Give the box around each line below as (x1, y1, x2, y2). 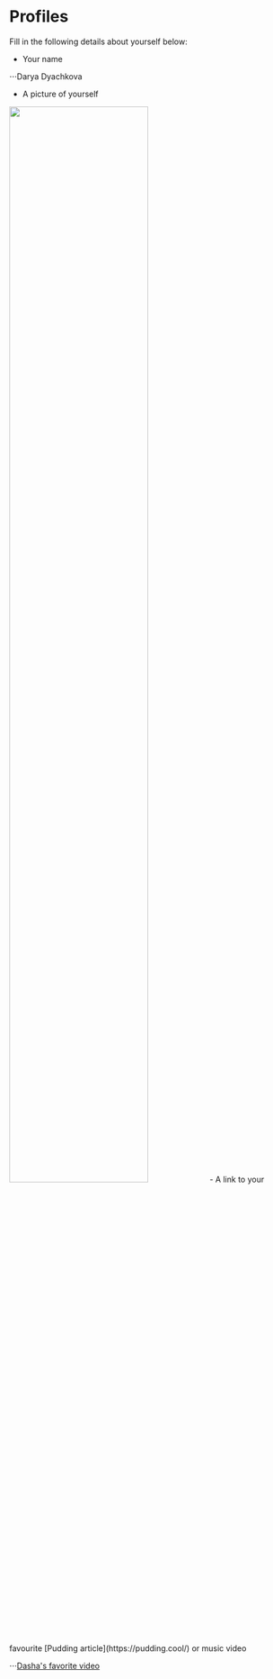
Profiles (9, 6, 69, 27)
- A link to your (209, 1174, 265, 1184)
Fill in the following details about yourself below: (9, 36, 188, 47)
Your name (22, 53, 63, 64)
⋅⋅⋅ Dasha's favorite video (9, 1660, 101, 1671)
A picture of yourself (22, 88, 99, 99)
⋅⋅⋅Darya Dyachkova (9, 70, 83, 82)
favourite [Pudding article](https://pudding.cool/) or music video (9, 1642, 247, 1654)
